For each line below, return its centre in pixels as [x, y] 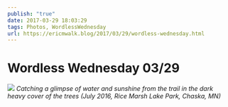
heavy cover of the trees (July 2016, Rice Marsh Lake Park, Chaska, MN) [114, 96]
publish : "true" [31, 14]
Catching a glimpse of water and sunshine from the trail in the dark [115, 89]
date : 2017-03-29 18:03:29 [47, 20]
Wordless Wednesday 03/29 [93, 68]
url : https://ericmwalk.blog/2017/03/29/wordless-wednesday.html [106, 33]
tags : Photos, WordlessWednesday [57, 27]
